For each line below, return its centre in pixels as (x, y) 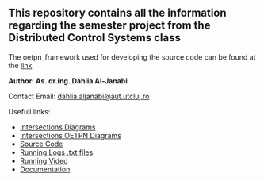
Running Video (44, 160)
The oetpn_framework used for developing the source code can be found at (132, 57)
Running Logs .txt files (56, 152)
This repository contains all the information (118, 13)
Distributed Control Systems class (94, 38)
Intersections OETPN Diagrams (70, 135)
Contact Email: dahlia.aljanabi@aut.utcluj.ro (79, 96)
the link (20, 65)
